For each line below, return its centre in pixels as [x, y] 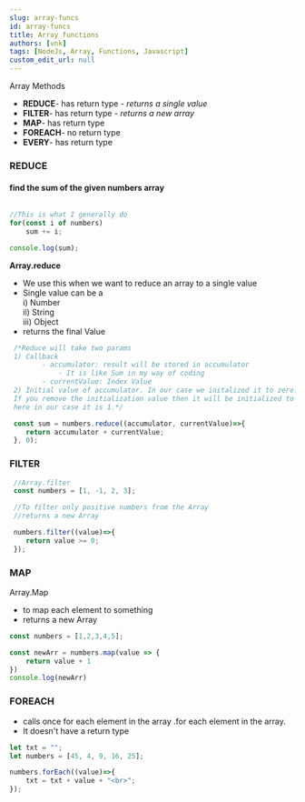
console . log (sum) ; [44, 248]
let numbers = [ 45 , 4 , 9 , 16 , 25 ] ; [77, 756]
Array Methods [37, 86]
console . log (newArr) [49, 678]
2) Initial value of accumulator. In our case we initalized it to [143, 390]
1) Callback [36, 356]
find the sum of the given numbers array [87, 187]
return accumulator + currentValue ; [95, 432]
